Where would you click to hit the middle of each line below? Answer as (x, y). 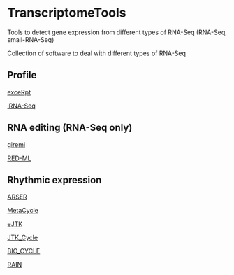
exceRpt (19, 92)
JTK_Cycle (23, 238)
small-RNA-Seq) (31, 39)
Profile (22, 75)
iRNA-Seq (22, 106)
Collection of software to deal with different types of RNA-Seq (97, 53)
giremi (16, 144)
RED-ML (19, 158)
